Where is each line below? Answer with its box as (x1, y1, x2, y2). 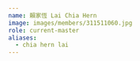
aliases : (8, 33, 37, 42)
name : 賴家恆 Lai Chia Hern (8, 11, 97, 20)
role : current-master (8, 26, 80, 34)
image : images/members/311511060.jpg (8, 19, 133, 27)
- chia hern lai (15, 41, 69, 49)
